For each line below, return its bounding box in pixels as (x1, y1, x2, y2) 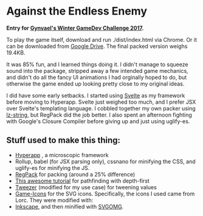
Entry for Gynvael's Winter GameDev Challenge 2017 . (6, 24, 144, 32)
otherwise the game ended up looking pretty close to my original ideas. (6, 80, 185, 87)
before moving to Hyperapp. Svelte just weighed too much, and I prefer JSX (6, 98, 196, 106)
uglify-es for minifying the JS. (15, 164, 90, 171)
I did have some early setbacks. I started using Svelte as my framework (6, 92, 185, 99)
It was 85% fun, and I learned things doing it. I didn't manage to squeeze (6, 61, 188, 68)
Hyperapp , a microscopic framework (15, 151, 109, 158)
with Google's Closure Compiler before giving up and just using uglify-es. (6, 117, 190, 125)
